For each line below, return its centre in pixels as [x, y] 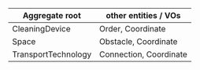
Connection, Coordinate [143, 54]
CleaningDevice [41, 29]
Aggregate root [52, 15]
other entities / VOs [143, 15]
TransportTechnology [52, 54]
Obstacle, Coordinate [139, 41]
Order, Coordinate [133, 29]
